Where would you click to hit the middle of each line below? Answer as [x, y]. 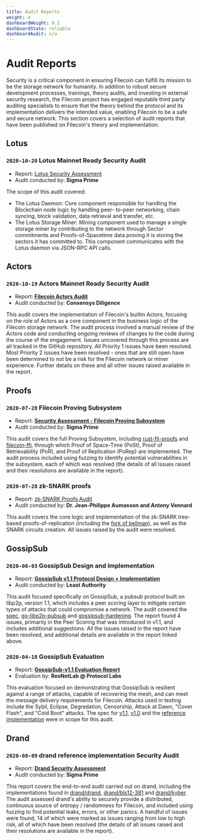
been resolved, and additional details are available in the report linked [92, 635]
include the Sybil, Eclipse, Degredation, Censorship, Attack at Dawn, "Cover [99, 706]
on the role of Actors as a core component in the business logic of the [92, 321]
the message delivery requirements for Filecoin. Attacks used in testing [94, 700]
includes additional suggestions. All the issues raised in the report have [94, 629]
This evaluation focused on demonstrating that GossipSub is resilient [91, 688]
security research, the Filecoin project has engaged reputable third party [96, 99]
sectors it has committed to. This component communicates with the [99, 241]
